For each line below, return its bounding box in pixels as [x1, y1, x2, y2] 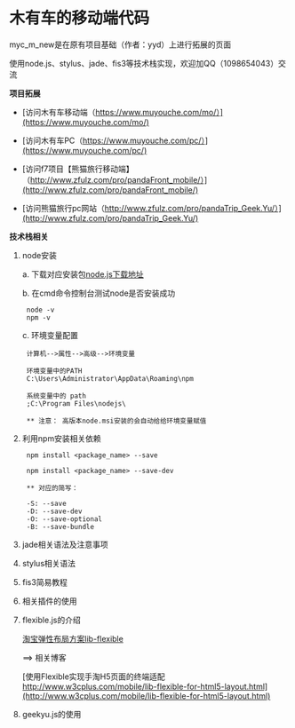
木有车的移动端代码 [9, 8, 150, 28]
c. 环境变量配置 [21, 329, 78, 340]
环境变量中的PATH [26, 366, 83, 376]
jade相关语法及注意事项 [21, 539, 108, 550]
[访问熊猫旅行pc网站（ [21, 202, 105, 213]
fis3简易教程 [21, 576, 68, 587]
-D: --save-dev [26, 507, 83, 516]
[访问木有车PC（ [21, 135, 84, 146]
